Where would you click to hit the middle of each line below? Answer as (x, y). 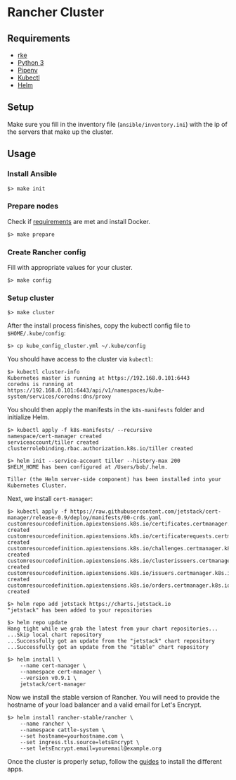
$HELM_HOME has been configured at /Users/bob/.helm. (88, 467)
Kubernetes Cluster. (38, 486)
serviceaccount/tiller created (53, 442)
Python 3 (31, 63)
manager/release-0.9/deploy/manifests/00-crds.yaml (84, 518)
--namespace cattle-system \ (63, 730)
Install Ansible (32, 174)
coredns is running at (40, 385)
